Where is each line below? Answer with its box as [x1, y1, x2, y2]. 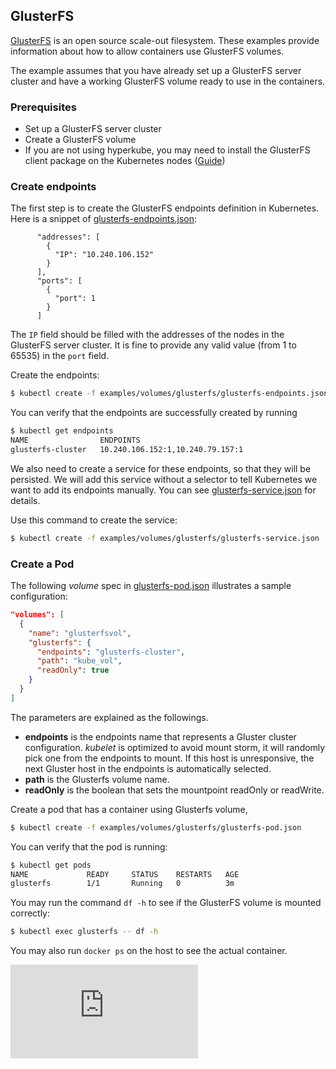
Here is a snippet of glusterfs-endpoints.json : [10, 213, 198, 225]
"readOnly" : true [36, 665, 110, 676]
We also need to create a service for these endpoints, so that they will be [10, 462, 312, 474]
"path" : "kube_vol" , [36, 656, 123, 666]
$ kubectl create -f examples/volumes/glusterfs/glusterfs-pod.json [10, 822, 302, 833]
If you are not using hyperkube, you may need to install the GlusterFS [24, 144, 311, 156]
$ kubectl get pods [10, 860, 92, 870]
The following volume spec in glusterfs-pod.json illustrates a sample [10, 580, 292, 592]
